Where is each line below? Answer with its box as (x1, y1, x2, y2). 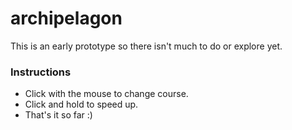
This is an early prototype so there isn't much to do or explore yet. (10, 40, 283, 52)
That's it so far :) (24, 109, 93, 121)
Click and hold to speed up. (24, 98, 139, 111)
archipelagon (10, 7, 123, 30)
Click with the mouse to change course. (24, 88, 189, 100)
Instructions (10, 65, 72, 79)
